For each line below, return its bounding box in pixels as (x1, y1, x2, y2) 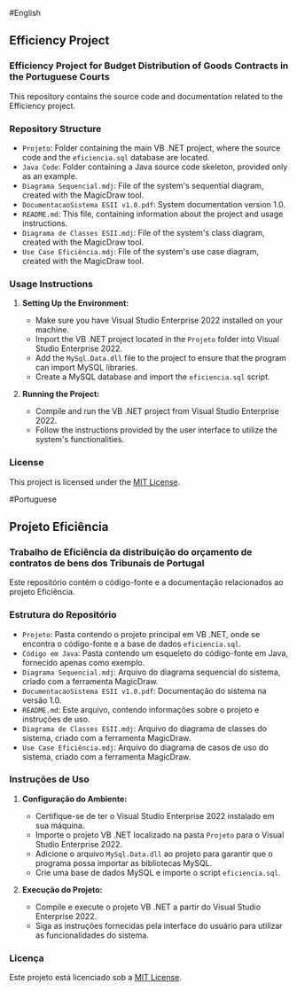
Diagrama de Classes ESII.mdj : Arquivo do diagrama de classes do (21, 722, 268, 734)
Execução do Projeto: (21, 884, 103, 894)
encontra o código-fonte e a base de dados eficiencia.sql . (21, 638, 242, 649)
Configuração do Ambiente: (21, 793, 128, 804)
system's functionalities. (35, 434, 125, 445)
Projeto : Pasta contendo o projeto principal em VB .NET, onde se (21, 628, 261, 639)
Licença (9, 952, 44, 964)
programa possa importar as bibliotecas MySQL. (35, 857, 213, 868)
